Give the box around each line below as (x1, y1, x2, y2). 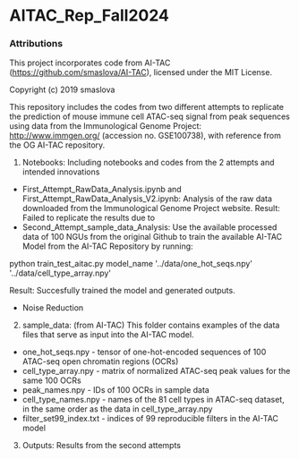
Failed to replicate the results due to (21, 212, 155, 224)
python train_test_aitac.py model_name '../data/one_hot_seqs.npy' (9, 259, 253, 269)
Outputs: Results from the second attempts (21, 440, 182, 451)
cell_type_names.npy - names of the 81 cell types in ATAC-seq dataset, (21, 395, 285, 405)
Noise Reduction (21, 302, 84, 313)
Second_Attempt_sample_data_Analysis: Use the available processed (21, 222, 278, 233)
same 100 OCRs (21, 375, 82, 386)
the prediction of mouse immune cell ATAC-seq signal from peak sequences (9, 111, 291, 122)
